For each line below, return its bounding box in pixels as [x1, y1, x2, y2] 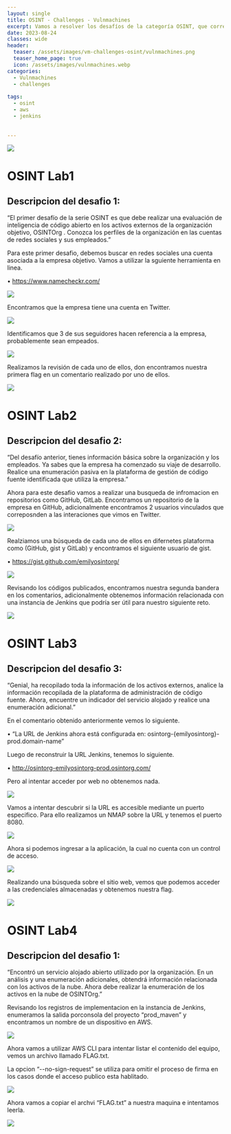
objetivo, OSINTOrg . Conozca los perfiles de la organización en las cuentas [7, 228, 222, 236]
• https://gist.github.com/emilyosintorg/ [7, 558, 120, 566]
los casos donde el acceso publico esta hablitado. [7, 1073, 149, 1081]
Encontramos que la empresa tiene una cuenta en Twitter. [7, 303, 170, 312]
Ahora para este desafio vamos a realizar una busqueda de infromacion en [7, 489, 219, 497]
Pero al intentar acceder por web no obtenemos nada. [7, 777, 160, 786]
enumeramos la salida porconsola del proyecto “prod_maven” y [7, 1011, 187, 1019]
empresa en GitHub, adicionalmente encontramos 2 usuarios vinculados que [7, 503, 224, 512]
